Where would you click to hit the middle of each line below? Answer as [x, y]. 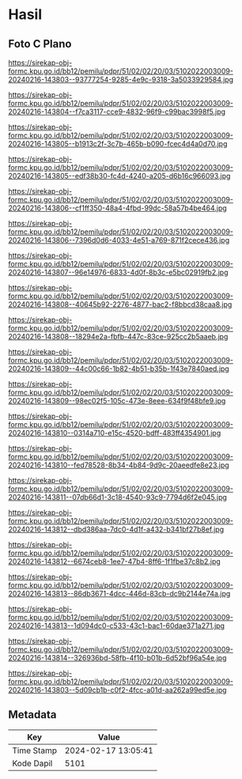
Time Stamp [35, 751]
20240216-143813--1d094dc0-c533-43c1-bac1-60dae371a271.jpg [117, 626]
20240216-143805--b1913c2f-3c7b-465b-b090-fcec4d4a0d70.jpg [118, 144]
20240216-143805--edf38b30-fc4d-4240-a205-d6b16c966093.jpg [119, 176]
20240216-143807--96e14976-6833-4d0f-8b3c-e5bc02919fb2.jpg [118, 272]
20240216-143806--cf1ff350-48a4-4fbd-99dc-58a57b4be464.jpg [117, 208]
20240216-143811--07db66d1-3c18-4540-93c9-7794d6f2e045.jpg [118, 497]
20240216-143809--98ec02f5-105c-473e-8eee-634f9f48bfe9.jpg [117, 401]
